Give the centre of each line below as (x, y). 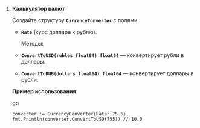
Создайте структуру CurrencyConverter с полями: (75, 20)
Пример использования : (45, 91)
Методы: (32, 44)
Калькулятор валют (38, 9)
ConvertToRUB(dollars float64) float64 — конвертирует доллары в (107, 73)
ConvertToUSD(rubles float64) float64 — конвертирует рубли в (102, 55)
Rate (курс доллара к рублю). (59, 32)
